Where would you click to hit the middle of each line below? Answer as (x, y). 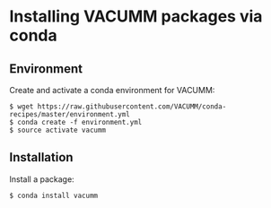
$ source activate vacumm (57, 130)
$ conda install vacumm (54, 195)
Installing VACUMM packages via (136, 17)
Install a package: (42, 179)
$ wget (22, 107)
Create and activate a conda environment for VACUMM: (112, 90)
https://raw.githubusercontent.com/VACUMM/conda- (132, 107)
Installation (41, 157)
